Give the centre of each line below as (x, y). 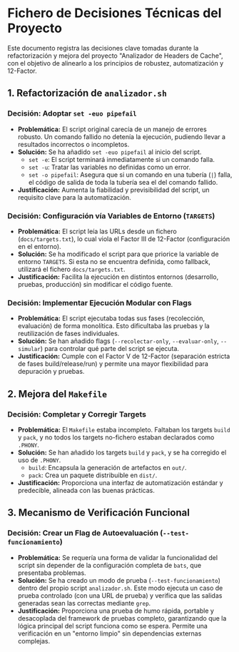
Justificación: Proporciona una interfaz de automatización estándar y (120, 482)
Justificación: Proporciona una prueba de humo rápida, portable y (116, 611)
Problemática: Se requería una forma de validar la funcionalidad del (118, 557)
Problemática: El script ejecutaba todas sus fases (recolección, (111, 318)
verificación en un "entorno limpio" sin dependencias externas (110, 633)
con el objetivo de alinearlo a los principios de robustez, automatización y (116, 63)
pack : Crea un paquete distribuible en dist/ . (93, 475)
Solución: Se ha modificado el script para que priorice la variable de (118, 254)
